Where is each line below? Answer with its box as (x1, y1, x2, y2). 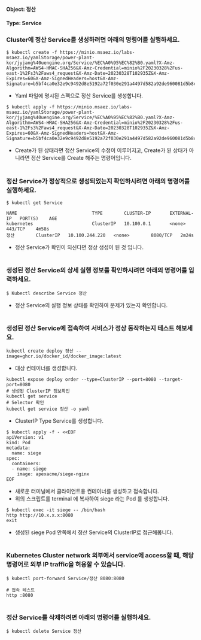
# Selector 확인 (6, 400, 44, 406)
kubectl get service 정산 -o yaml (6, 406, 90, 412)
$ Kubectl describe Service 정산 (6, 290, 87, 296)
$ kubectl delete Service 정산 (6, 629, 82, 635)
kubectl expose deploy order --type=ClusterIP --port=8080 (6, 377, 157, 383)
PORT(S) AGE (19, 216, 58, 222)
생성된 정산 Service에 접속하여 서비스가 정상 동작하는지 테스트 (6, 324, 175, 332)
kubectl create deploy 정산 (6, 348, 74, 354)
